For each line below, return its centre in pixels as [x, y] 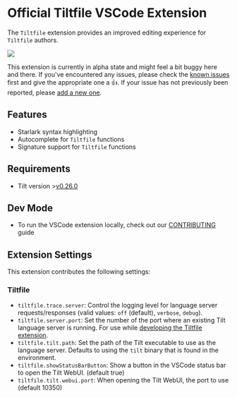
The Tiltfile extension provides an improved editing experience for [107, 32]
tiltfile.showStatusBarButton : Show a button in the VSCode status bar [122, 366]
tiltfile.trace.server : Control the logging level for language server [117, 306]
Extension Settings [50, 254]
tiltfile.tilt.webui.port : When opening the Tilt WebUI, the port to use [123, 380]
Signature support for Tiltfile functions [77, 147]
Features [27, 115]
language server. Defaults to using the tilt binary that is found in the [118, 350]
